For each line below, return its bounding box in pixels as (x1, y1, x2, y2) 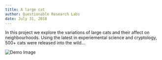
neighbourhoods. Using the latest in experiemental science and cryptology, (5, 35, 157, 40)
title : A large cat (5, 7, 45, 12)
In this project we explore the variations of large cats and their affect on (5, 30, 150, 36)
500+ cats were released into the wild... (5, 40, 85, 46)
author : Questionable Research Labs (5, 12, 80, 17)
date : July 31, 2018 (5, 16, 48, 21)
